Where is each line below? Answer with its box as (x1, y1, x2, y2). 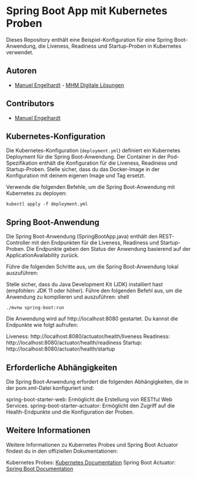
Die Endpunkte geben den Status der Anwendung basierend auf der (26, 245, 191, 253)
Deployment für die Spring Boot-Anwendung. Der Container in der (6, 153, 166, 161)
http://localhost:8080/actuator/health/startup (6, 345, 116, 352)
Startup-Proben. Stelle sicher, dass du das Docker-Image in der (6, 166, 160, 173)
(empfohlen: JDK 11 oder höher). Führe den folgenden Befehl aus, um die (6, 287, 182, 294)
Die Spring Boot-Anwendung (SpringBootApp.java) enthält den (6, 233, 158, 240)
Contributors (6, 99, 55, 109)
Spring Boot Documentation (6, 465, 74, 472)
